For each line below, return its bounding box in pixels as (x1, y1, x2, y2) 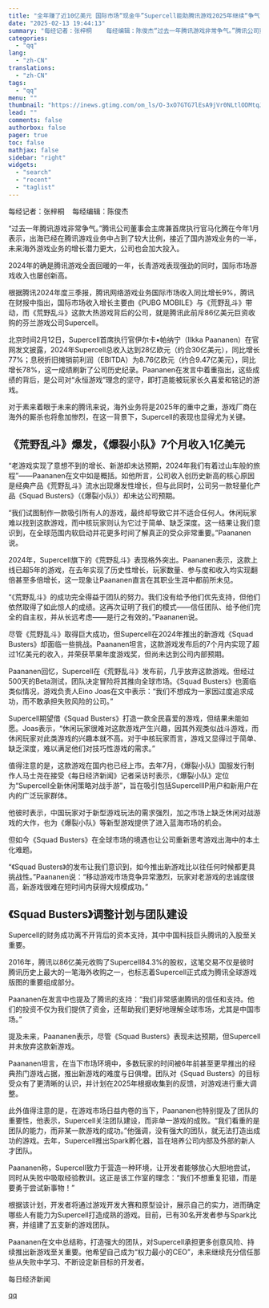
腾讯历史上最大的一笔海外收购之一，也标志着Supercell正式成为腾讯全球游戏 (8, 968, 257, 977)
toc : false (8, 138, 45, 147)
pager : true (8, 131, 48, 139)
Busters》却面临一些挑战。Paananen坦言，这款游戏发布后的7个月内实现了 (8, 639, 253, 648)
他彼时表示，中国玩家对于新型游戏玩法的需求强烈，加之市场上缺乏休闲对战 (8, 807, 254, 817)
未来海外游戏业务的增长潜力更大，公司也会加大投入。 (8, 243, 184, 253)
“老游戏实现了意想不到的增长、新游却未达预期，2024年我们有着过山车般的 (8, 461, 254, 470)
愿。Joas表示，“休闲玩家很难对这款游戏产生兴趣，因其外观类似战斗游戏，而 (8, 723, 259, 733)
